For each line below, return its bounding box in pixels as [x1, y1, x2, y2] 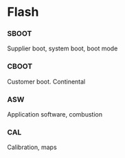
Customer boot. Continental [7, 77, 86, 86]
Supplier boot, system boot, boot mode [7, 44, 118, 52]
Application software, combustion [7, 110, 103, 119]
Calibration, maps [7, 143, 57, 152]
